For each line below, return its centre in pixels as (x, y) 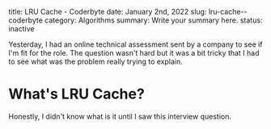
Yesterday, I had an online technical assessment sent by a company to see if (135, 44)
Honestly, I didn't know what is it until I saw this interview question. (120, 116)
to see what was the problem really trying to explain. (96, 61)
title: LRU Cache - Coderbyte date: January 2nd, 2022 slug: (108, 12)
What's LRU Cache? (77, 94)
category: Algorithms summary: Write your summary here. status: (153, 20)
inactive (21, 29)
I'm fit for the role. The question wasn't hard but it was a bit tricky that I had (134, 53)
